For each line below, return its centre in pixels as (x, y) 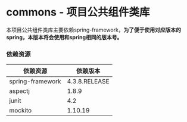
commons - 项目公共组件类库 (78, 12)
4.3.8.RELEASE (88, 82)
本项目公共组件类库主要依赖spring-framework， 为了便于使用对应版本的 (94, 30)
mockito (21, 111)
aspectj (19, 91)
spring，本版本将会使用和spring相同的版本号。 (64, 37)
